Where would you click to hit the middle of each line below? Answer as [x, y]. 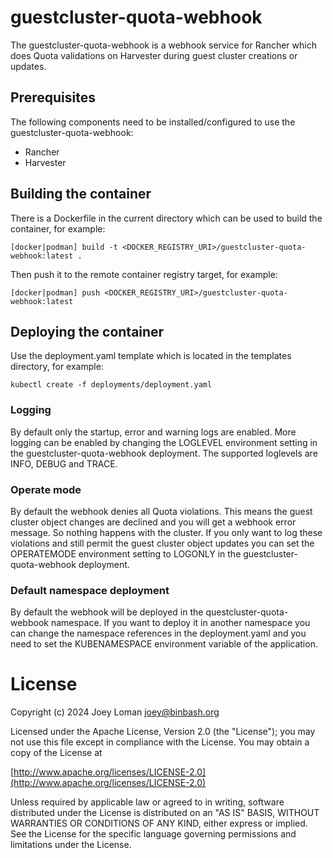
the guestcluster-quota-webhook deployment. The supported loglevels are [164, 453]
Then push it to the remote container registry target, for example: [144, 274]
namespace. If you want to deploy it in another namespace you [180, 623]
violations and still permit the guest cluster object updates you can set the [162, 543]
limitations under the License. [71, 845]
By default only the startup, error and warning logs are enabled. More [153, 432]
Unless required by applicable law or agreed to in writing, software [147, 802]
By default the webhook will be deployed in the [107, 612]
